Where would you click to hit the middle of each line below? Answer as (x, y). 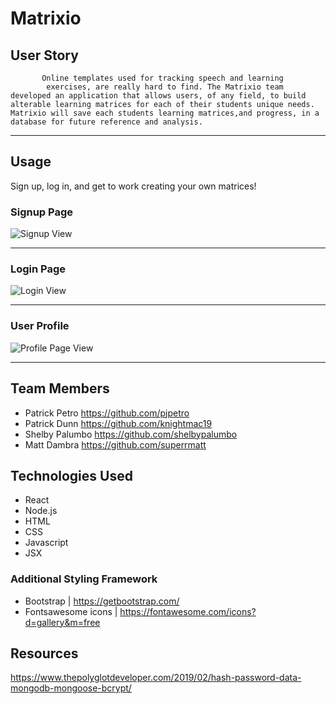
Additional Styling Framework (84, 579)
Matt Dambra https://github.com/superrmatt (115, 444)
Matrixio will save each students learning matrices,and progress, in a (165, 113)
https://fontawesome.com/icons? (188, 611)
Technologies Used (71, 475)
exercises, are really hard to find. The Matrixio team (165, 87)
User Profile (40, 326)
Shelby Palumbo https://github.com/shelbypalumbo (131, 434)
